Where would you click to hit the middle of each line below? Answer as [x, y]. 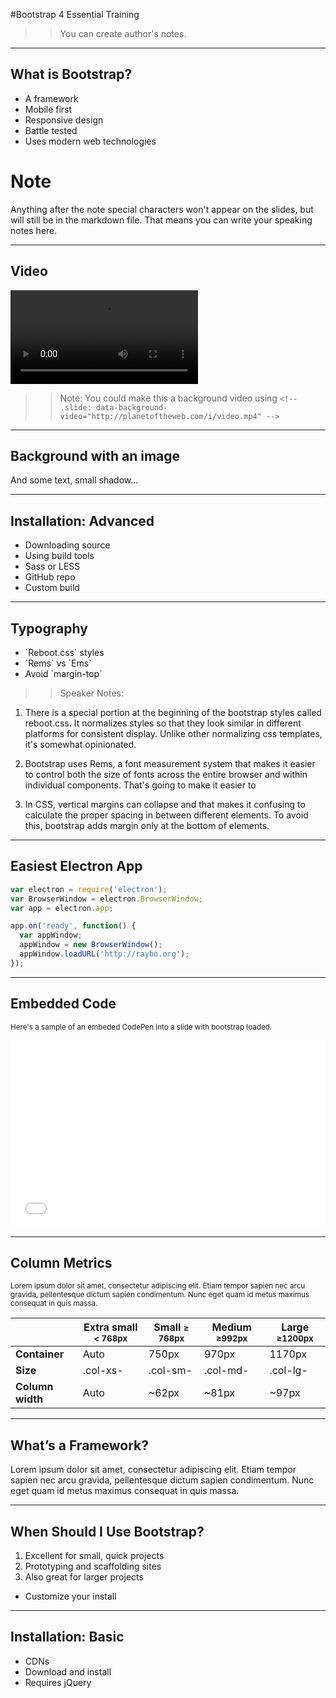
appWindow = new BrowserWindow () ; [91, 945]
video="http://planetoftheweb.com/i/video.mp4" [160, 416]
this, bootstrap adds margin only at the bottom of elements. [147, 825]
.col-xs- [103, 1371]
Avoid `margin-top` [63, 673]
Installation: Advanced [82, 520]
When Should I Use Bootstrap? [107, 1531]
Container [40, 1354]
